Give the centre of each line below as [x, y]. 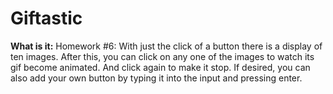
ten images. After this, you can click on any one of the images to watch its [162, 56]
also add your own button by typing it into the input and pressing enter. [156, 78]
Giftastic [46, 18]
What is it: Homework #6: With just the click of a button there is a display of [166, 46]
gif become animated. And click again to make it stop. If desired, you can [160, 67]
